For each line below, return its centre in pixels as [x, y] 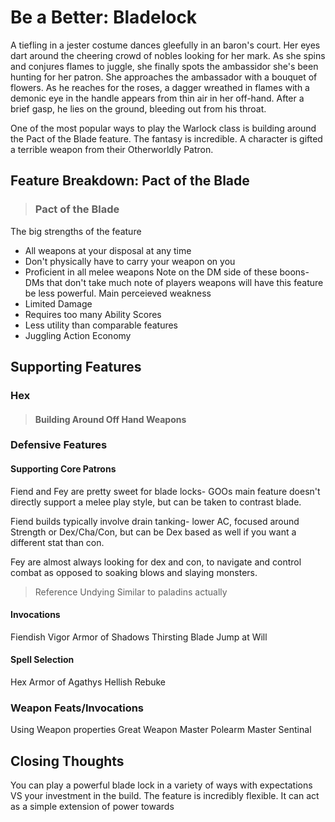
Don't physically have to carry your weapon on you [130, 261]
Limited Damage [58, 303]
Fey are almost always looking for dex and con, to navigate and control [156, 562]
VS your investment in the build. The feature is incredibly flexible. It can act [165, 796]
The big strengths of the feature [76, 231]
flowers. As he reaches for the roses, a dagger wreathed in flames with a [160, 87]
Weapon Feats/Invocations [77, 708]
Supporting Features [76, 367]
